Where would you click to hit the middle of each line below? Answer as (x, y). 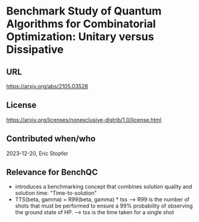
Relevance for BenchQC (52, 172)
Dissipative (35, 50)
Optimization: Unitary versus (80, 37)
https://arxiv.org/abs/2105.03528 (47, 86)
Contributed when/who (51, 139)
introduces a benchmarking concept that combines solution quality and (103, 187)
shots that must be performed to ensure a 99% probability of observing (104, 206)
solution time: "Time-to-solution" (56, 193)
